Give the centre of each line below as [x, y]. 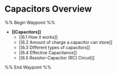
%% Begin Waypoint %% [30, 22]
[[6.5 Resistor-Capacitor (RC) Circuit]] [57, 57]
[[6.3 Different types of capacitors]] [54, 47]
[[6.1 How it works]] [38, 37]
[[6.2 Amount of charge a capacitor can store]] [66, 42]
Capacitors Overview [48, 9]
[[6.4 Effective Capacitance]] [48, 53]
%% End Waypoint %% [28, 67]
